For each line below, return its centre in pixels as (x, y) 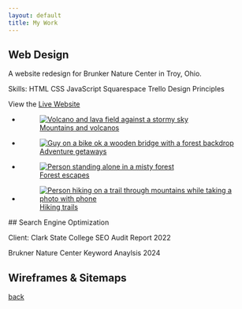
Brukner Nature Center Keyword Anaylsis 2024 (84, 253)
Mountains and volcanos (79, 128)
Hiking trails (59, 207)
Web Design (39, 55)
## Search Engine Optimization (59, 222)
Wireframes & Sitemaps (68, 278)
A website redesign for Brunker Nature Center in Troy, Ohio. (105, 74)
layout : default (35, 15)
